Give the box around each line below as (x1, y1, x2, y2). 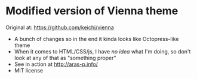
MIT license (14, 67, 43, 74)
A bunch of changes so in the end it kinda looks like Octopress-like (14, 35, 179, 42)
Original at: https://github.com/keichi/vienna (5, 24, 114, 31)
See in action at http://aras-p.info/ (14, 61, 98, 68)
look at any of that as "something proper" (14, 54, 116, 61)
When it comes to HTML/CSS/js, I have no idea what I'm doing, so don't (14, 48, 191, 55)
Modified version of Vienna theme (5, 4, 178, 18)
